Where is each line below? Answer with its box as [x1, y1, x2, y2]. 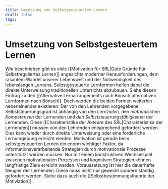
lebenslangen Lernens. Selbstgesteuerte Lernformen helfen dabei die [5, 82, 150, 88]
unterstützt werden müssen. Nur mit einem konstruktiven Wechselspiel [5, 152, 152, 158]
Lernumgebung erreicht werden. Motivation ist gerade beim [5, 136, 130, 142]
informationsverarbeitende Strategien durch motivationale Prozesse [5, 146, 146, 152]
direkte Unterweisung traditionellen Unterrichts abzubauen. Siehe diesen [5, 87, 156, 93]
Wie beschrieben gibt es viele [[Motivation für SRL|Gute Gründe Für [5, 66, 146, 72]
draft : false [5, 12, 33, 17]
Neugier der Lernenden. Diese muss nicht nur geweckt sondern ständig [5, 167, 154, 174]
